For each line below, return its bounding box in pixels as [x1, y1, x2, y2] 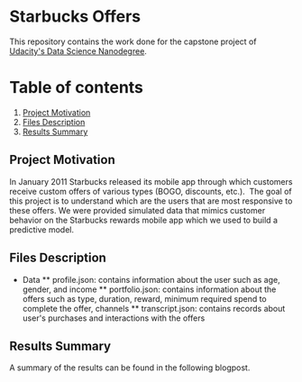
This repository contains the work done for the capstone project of [9, 36, 257, 47]
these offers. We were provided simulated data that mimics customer [9, 205, 266, 215]
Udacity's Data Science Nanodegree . [9, 45, 147, 56]
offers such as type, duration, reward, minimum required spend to [22, 293, 268, 304]
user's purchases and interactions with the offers [22, 313, 206, 323]
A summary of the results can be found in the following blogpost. [9, 362, 251, 373]
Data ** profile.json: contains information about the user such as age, [22, 274, 281, 285]
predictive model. [9, 223, 75, 235]
